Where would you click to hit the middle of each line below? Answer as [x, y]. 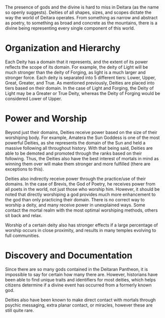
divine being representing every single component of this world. [70, 28]
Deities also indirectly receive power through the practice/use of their [76, 179]
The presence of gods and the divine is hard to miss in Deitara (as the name [82, 7]
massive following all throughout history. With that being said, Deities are [79, 148]
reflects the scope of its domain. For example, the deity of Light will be [77, 67]
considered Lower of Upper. [34, 98]
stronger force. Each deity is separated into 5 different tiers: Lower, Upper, [81, 77]
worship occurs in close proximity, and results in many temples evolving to [81, 230]
